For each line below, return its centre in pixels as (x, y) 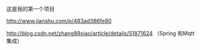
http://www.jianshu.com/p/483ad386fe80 (59, 21)
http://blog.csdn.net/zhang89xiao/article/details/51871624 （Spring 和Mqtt (101, 33)
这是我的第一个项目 (31, 9)
